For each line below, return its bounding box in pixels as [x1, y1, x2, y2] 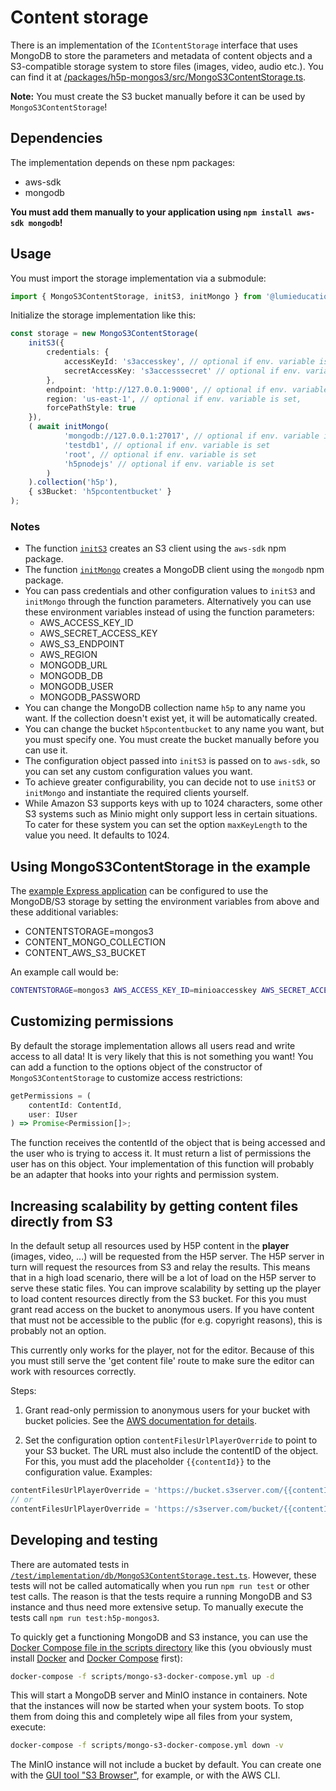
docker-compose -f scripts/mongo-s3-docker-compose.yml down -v [10, 1741, 284, 1751]
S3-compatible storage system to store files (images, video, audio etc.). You [10, 60, 324, 72]
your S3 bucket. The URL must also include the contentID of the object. [24, 1445, 319, 1457]
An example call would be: [10, 966, 119, 978]
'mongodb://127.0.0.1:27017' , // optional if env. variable [63, 431, 320, 441]
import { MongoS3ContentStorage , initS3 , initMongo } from [10, 291, 262, 301]
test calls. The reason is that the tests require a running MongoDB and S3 [10, 1590, 313, 1602]
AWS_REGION [39, 649, 98, 661]
